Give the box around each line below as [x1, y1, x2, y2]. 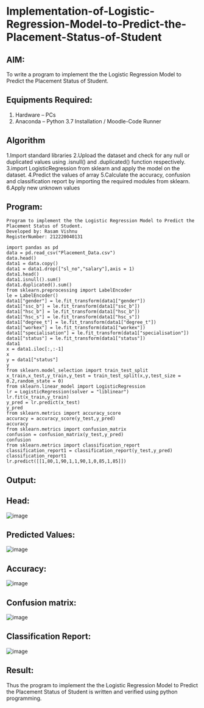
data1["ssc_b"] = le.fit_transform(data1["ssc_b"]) [6, 304, 140, 310]
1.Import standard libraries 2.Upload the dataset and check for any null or [6, 151, 190, 159]
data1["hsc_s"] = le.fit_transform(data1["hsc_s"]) [6, 314, 140, 320]
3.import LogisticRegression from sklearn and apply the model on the [6, 164, 180, 172]
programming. [6, 695, 42, 702]
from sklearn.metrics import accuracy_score [6, 411, 121, 417]
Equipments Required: [6, 95, 93, 105]
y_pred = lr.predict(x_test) [6, 400, 80, 406]
